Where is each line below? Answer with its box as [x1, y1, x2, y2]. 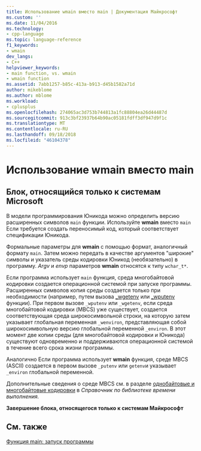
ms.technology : [6, 25, 44, 32]
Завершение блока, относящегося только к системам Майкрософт [6, 404, 184, 411]
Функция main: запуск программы [6, 438, 94, 445]
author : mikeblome [6, 87, 52, 93]
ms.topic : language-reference [6, 37, 82, 43]
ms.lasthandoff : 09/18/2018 [6, 132, 77, 138]
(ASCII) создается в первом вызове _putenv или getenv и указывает [6, 362, 176, 369]
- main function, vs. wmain [6, 70, 77, 76]
